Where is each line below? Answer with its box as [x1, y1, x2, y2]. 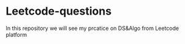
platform [6, 31, 27, 38]
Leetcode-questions [6, 4, 111, 18]
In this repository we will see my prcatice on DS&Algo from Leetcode [6, 24, 179, 32]
